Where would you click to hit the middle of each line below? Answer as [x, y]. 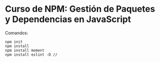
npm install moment [25, 50]
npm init [14, 42]
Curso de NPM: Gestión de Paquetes [80, 9]
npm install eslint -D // [31, 55]
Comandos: [17, 33]
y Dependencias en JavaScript [68, 19]
